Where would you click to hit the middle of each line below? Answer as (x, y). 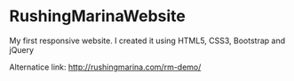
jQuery (21, 49)
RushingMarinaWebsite (98, 16)
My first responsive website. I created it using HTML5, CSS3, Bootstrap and (147, 40)
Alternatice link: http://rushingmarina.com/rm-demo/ (105, 67)
